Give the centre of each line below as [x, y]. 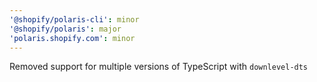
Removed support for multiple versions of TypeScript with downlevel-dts [159, 67]
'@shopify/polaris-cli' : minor [74, 19]
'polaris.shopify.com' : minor [72, 38]
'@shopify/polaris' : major [65, 29]
